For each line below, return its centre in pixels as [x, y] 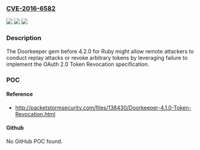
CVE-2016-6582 [31, 8]
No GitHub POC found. [34, 141]
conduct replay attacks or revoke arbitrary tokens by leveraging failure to [97, 57]
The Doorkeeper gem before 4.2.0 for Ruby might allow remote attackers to [100, 51]
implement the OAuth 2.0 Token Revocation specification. [78, 64]
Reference [20, 94]
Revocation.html [35, 114]
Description [24, 38]
